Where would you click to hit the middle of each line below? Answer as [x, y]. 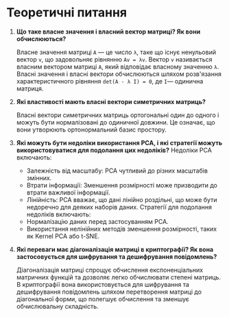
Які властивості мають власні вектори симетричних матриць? [111, 101]
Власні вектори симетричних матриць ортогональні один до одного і [118, 115]
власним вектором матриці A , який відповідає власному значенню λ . [118, 66]
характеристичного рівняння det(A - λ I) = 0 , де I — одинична [110, 81]
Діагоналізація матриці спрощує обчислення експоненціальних [110, 270]
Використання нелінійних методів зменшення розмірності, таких [122, 229]
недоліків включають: [59, 214]
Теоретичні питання [67, 13]
